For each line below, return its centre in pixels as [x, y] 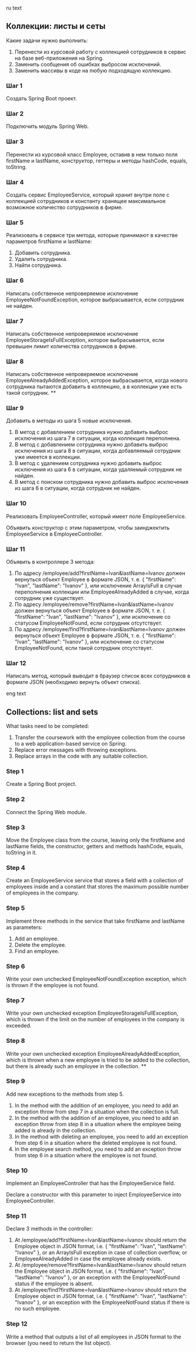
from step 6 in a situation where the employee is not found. [86, 1155]
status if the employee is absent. [54, 1284]
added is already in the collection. [55, 1130]
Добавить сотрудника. [43, 253]
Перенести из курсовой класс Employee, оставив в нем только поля [92, 154]
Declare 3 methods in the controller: [50, 1229]
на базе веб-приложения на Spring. [59, 58]
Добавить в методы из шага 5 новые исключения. [69, 421]
